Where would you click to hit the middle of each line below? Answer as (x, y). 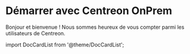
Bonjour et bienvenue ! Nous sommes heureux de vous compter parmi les (95, 27)
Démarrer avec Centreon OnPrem (89, 11)
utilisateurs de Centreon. (35, 33)
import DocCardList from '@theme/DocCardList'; (65, 45)
